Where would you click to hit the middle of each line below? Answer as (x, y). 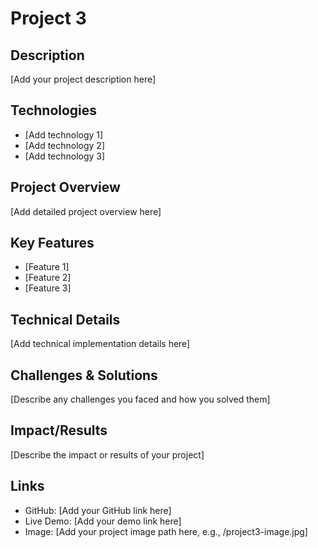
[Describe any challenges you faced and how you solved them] (140, 399)
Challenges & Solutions (84, 375)
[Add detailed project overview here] (86, 211)
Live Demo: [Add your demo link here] (103, 521)
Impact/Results (59, 430)
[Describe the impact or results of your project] (107, 454)
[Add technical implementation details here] (100, 344)
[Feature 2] (48, 278)
